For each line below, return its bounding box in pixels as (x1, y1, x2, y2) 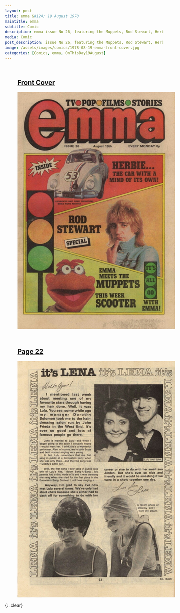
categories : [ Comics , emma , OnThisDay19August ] (5, 50, 106, 55)
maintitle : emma (5, 19, 39, 24)
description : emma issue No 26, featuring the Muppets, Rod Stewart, (5, 29, 153, 35)
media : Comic (5, 35, 32, 40)
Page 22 (17, 347, 44, 356)
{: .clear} (5, 602, 23, 608)
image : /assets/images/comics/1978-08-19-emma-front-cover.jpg (5, 45, 140, 50)
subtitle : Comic (5, 24, 39, 29)
